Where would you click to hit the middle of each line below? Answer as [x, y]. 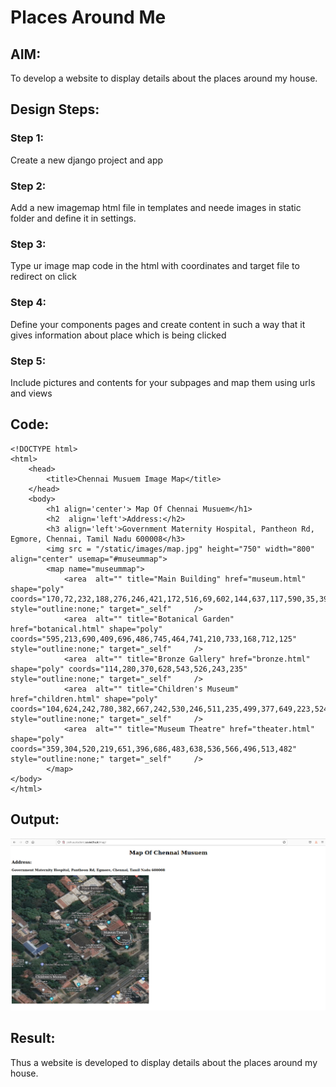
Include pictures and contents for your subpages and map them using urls [163, 382]
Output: [35, 819]
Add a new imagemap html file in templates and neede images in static [156, 207]
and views [31, 393]
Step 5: [28, 361]
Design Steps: [55, 109]
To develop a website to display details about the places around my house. [164, 78]
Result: [33, 1038]
